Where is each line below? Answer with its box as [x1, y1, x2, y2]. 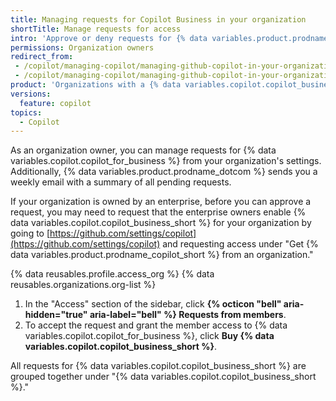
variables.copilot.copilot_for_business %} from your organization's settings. [10, 155, 322, 167]
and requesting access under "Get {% [162, 238, 319, 250]
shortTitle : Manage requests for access [10, 24, 182, 34]
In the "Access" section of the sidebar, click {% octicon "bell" [24, 298, 282, 310]
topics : [10, 107, 43, 118]
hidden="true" [24, 309, 88, 321]
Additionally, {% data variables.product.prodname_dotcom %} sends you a [10, 166, 318, 178]
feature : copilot [19, 98, 92, 108]
